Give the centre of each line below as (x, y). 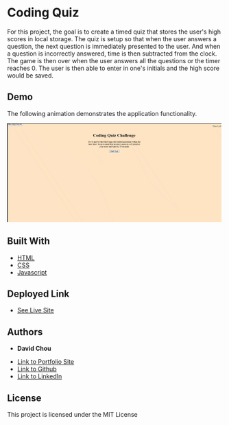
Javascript (32, 272)
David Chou (34, 349)
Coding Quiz (43, 13)
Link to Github (37, 369)
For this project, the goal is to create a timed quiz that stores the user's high (114, 32)
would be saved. (30, 75)
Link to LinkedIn (39, 376)
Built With (28, 241)
